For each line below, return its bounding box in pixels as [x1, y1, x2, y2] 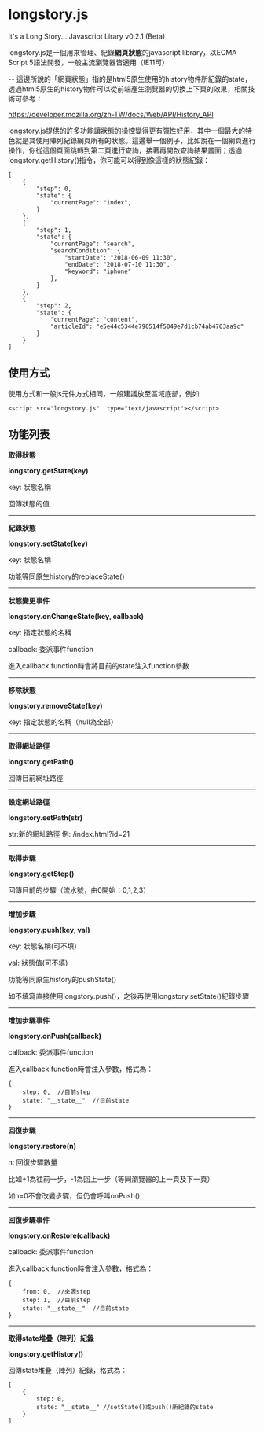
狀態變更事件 [8, 595, 49, 605]
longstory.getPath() [8, 756, 75, 766]
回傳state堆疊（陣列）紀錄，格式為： [8, 1365, 128, 1375]
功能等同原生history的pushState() [8, 974, 117, 984]
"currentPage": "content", [49, 315, 139, 323]
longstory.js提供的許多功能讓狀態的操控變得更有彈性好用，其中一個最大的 [8, 126, 246, 135]
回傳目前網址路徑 [8, 773, 64, 782]
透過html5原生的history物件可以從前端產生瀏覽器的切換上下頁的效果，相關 [8, 84, 249, 94]
